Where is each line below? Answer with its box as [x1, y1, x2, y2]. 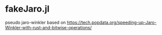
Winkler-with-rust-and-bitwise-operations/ [5, 24, 92, 30]
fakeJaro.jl [5, 3, 50, 15]
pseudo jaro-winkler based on [5, 19, 66, 25]
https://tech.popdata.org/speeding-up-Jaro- [67, 19, 157, 25]
